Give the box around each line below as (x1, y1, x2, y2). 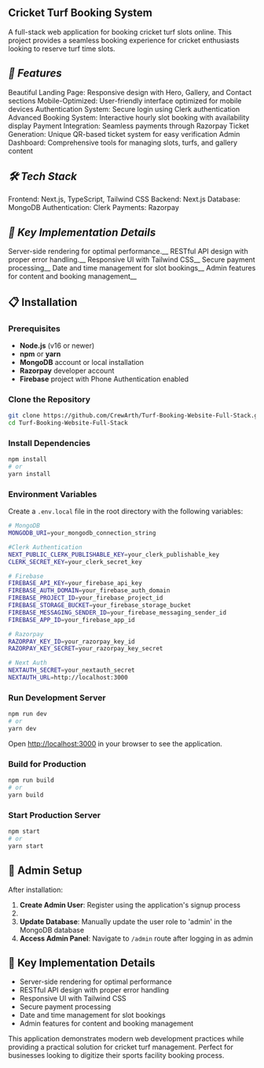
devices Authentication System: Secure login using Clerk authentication (8, 104, 240, 113)
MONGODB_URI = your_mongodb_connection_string (8, 529, 156, 537)
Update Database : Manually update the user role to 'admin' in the (19, 916, 233, 926)
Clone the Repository (8, 393, 91, 404)
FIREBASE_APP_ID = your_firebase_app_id (8, 616, 135, 624)
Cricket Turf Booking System (8, 6, 153, 20)
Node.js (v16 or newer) (19, 341, 95, 350)
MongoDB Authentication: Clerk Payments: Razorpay (8, 203, 179, 212)
